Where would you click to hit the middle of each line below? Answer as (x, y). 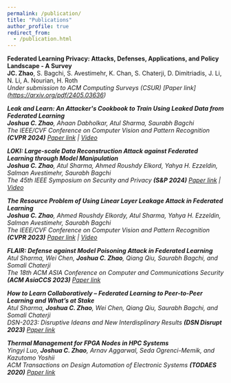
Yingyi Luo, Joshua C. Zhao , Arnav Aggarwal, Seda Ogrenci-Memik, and (111, 351)
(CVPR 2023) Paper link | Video (52, 237)
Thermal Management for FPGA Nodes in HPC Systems (88, 343)
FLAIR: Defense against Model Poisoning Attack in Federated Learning (110, 251)
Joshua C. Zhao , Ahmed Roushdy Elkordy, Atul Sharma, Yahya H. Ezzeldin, (114, 216)
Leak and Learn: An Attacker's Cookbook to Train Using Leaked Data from (115, 109)
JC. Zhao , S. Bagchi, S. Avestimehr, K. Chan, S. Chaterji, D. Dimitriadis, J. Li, (114, 74)
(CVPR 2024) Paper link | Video (52, 138)
